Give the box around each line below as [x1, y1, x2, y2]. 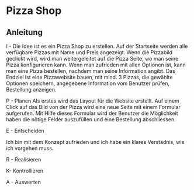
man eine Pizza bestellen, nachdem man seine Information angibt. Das [6, 68, 175, 74]
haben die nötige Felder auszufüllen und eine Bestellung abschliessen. [6, 116, 176, 123]
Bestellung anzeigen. [6, 86, 57, 93]
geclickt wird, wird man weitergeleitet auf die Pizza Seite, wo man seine [6, 55, 179, 62]
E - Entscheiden [6, 127, 45, 134]
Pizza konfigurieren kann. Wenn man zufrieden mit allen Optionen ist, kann [6, 61, 186, 68]
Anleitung [6, 27, 43, 37]
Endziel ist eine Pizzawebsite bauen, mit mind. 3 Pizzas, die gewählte [6, 74, 173, 80]
